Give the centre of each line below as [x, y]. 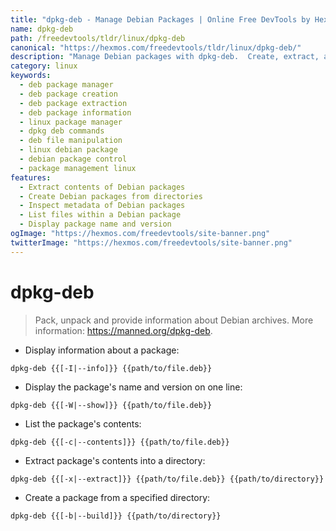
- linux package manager [71, 122]
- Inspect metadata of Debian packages [102, 206]
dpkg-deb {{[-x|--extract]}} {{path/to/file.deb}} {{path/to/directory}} [167, 479]
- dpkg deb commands [62, 131]
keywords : [31, 76]
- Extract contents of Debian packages [102, 187]
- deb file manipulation [71, 141]
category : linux [44, 66]
